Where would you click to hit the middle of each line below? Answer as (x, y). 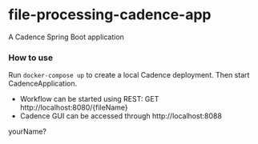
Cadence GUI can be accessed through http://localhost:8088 (121, 116)
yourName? (27, 132)
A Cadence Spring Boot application (66, 37)
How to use (31, 58)
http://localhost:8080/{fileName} (74, 108)
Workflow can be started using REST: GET (89, 99)
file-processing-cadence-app (110, 15)
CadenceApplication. (43, 84)
